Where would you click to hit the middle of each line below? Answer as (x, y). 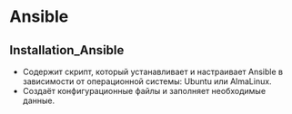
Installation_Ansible (67, 50)
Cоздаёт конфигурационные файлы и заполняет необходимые (144, 91)
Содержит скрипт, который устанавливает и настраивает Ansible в (153, 71)
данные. (39, 100)
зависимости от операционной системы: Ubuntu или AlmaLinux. (147, 81)
